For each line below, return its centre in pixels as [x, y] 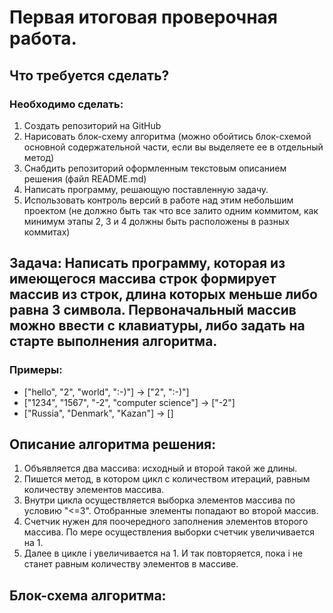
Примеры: [36, 370]
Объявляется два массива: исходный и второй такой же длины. [160, 468]
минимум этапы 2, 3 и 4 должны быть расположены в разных [156, 221]
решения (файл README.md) [85, 178]
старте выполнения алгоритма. [113, 341]
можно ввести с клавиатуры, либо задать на [157, 326]
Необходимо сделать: [66, 104]
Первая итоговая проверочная [143, 17]
